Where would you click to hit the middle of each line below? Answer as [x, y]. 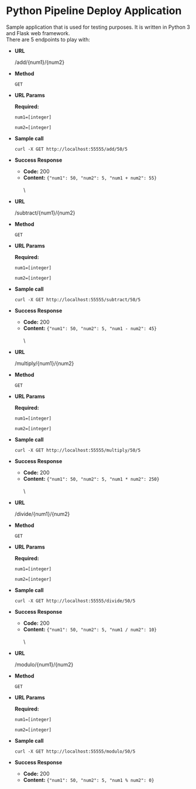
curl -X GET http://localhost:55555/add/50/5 [71, 149]
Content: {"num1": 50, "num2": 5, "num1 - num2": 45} [90, 328]
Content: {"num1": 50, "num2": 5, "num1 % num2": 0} [89, 780]
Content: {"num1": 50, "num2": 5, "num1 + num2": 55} [90, 178]
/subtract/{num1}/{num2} [45, 213]
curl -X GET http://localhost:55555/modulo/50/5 [75, 751]
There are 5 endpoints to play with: [48, 39]
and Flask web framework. [38, 33]
